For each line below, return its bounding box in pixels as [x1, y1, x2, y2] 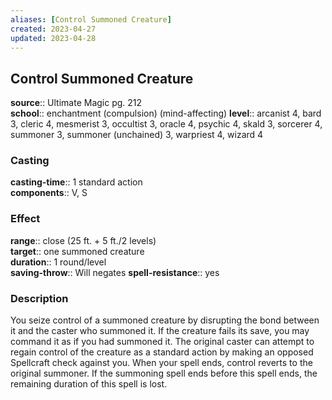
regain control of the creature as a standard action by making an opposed [10, 346, 314, 358]
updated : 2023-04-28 [10, 33, 97, 43]
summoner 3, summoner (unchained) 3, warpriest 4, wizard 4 [10, 129, 264, 141]
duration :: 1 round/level [10, 256, 107, 268]
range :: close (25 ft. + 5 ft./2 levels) [10, 234, 157, 246]
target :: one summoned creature [10, 245, 145, 257]
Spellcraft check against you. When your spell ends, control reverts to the [10, 357, 313, 369]
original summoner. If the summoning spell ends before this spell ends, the [10, 367, 318, 380]
